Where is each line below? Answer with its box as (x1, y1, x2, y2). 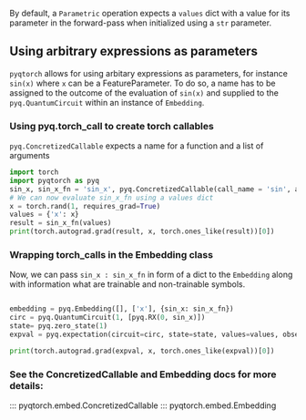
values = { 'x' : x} (9, 210, 79, 220)
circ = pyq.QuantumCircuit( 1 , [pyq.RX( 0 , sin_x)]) (9, 313, 206, 323)
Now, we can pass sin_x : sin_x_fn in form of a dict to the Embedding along (9, 269, 293, 281)
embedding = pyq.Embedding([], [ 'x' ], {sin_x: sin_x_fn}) (9, 304, 234, 313)
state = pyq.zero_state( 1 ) (9, 322, 107, 331)
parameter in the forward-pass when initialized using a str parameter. (9, 17, 271, 28)
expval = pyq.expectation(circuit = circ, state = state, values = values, (9, 330, 280, 340)
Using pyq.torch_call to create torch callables (9, 119, 214, 132)
